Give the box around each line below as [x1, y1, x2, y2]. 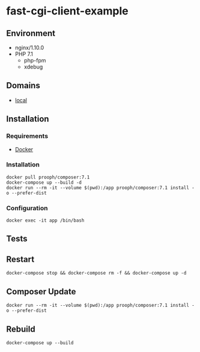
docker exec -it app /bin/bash [6, 217, 85, 223]
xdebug [23, 63, 43, 70]
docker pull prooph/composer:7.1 [6, 174, 90, 180]
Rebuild [6, 324, 35, 334]
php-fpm [23, 57, 46, 64]
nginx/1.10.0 [14, 44, 44, 51]
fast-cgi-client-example [6, 4, 129, 18]
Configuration [6, 204, 48, 212]
